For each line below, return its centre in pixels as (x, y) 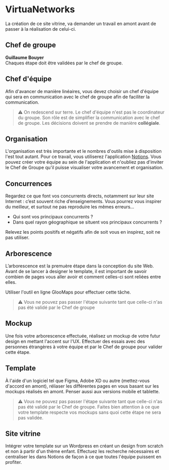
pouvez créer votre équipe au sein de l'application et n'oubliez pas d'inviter (84, 162)
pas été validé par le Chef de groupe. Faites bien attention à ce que (89, 407)
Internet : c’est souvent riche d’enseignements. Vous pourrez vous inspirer (83, 202)
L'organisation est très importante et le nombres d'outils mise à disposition (83, 151)
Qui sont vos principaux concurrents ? (53, 217)
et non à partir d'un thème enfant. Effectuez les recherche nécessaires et (82, 452)
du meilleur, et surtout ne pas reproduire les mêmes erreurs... (70, 207)
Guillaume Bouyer (25, 57)
